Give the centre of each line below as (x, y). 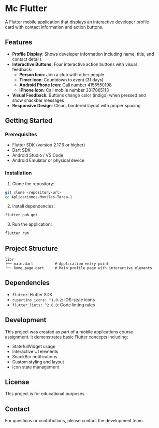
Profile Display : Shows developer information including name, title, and (83, 54)
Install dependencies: (33, 206)
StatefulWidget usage (34, 346)
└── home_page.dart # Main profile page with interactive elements (79, 268)
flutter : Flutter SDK (32, 294)
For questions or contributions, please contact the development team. (74, 421)
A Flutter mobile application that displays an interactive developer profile (77, 22)
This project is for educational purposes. (45, 394)
